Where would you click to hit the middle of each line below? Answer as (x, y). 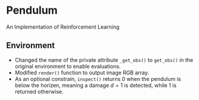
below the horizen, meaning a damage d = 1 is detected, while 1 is (96, 85)
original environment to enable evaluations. (68, 66)
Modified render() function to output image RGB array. (82, 73)
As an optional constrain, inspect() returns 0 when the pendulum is (98, 79)
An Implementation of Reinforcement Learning (63, 27)
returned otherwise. (39, 91)
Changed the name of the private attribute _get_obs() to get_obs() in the (104, 60)
